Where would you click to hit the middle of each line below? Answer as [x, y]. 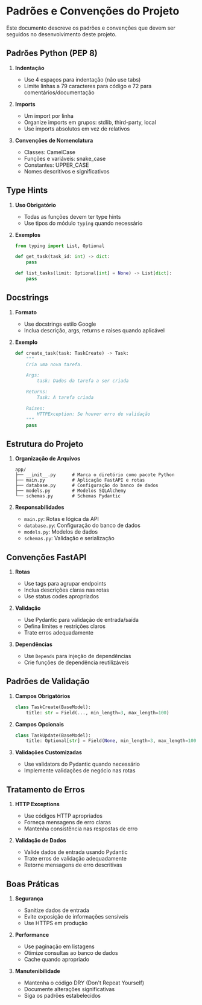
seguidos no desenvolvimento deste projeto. [62, 34]
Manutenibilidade [37, 971]
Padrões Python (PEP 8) [52, 53]
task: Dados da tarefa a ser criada [83, 381]
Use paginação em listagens [59, 946]
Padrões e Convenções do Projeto [93, 11]
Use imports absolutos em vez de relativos [77, 129]
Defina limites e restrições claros [65, 626]
